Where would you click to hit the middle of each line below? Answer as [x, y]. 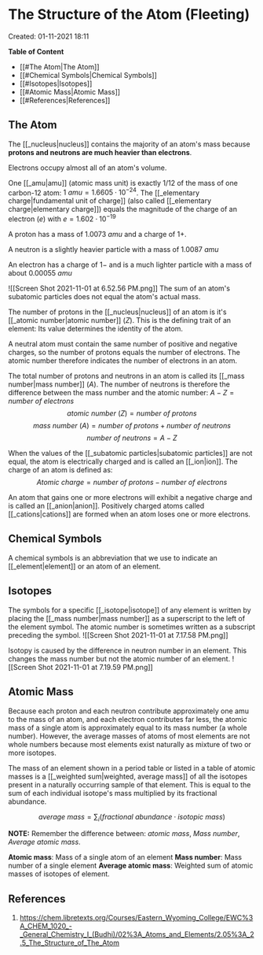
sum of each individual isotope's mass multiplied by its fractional [113, 793]
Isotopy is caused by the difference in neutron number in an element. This [128, 650]
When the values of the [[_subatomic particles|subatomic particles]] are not [130, 453]
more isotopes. [32, 753]
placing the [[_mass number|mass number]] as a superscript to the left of [127, 618]
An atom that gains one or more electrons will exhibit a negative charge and [130, 498]
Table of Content [36, 51]
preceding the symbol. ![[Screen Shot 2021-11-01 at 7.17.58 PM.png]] [119, 635]
